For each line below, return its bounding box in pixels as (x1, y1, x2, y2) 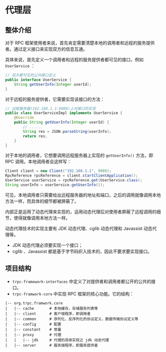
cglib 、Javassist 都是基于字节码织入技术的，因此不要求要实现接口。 (12, 248, 152, 254)
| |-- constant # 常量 (5, 327, 62, 332)
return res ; (23, 133, 48, 139)
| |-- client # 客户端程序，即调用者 (5, 311, 91, 316)
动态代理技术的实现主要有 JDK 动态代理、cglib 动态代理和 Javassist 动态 (5, 225, 153, 231)
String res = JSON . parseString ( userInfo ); (23, 129, 112, 134)
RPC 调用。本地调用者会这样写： (5, 159, 72, 165)
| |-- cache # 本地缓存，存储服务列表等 (5, 306, 98, 311)
